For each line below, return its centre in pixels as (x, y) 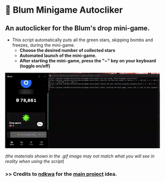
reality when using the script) (35, 161)
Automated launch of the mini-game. (58, 55)
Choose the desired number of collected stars (67, 50)
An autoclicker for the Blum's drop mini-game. (77, 28)
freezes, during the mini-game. (43, 45)
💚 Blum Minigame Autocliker (64, 10)
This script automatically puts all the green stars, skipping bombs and (82, 40)
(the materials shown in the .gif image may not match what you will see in (80, 156)
